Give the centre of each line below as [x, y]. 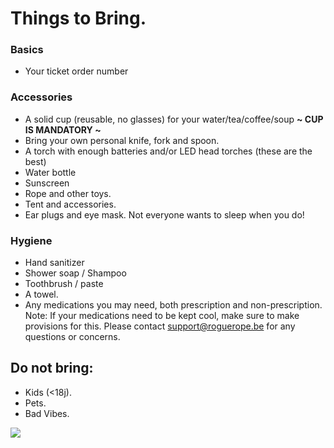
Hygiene [31, 240]
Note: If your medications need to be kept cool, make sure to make [162, 316]
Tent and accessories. [70, 204]
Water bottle [50, 172]
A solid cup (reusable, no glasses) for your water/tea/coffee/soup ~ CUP [174, 119]
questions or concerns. [72, 337]
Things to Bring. [78, 18]
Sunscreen [47, 183]
